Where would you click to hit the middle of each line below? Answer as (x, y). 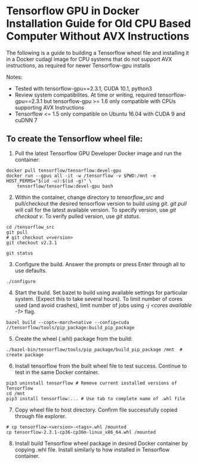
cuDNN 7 (26, 120)
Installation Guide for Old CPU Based (99, 24)
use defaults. (31, 270)
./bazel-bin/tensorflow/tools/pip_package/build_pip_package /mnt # (95, 350)
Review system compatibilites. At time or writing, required (86, 95)
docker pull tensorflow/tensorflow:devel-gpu (64, 170)
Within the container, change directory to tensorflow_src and (89, 197)
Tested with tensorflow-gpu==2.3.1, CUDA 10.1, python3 (83, 88)
